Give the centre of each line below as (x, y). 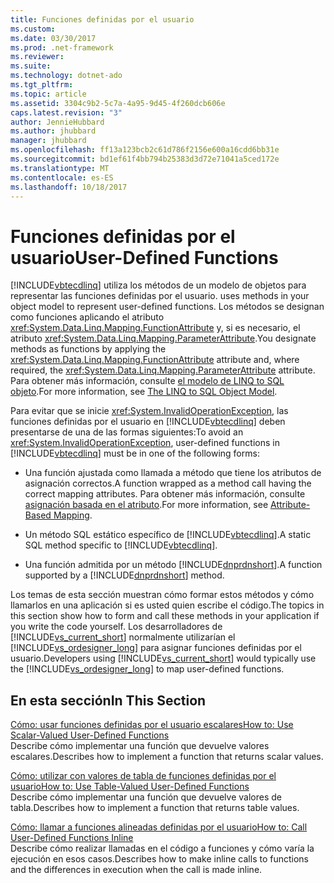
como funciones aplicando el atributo (87, 317)
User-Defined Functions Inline (72, 838)
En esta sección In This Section (108, 700)
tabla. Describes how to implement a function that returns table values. (155, 808)
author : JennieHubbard (57, 122)
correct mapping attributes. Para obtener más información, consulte (165, 494)
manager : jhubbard (48, 141)
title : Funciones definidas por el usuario (102, 19)
